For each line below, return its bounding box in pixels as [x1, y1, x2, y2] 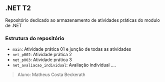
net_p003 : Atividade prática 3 [12, 57, 72, 63]
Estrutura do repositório [5, 35, 65, 42]
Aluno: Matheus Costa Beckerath [17, 72, 86, 78]
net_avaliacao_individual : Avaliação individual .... [12, 62, 116, 68]
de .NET [5, 22, 22, 28]
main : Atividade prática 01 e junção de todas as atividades [12, 46, 131, 52]
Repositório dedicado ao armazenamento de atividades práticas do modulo [5, 17, 160, 23]
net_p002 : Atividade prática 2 [12, 52, 72, 58]
